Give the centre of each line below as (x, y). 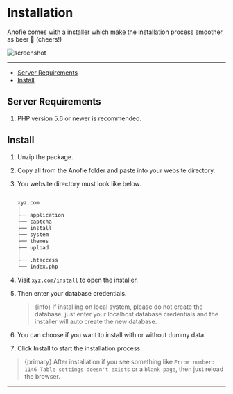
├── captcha (34, 222)
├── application (41, 215)
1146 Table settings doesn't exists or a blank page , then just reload (124, 369)
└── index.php (37, 267)
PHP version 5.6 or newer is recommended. (79, 118)
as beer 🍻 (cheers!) (35, 39)
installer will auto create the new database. (96, 322)
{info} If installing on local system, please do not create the (119, 307)
